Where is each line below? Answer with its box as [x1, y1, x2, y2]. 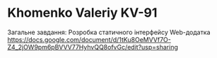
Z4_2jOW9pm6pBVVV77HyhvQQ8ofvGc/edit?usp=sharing [7, 43, 179, 51]
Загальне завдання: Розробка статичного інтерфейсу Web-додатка [7, 28, 211, 36]
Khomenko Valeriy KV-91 [7, 5, 158, 21]
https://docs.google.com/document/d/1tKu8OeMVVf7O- [7, 35, 171, 43]
